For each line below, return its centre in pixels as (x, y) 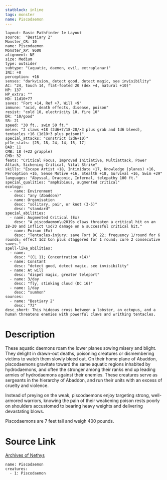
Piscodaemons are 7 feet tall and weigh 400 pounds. (60, 421)
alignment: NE (20, 55)
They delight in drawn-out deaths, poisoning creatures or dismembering (80, 354)
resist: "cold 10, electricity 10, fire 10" (52, 112)
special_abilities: (26, 213)
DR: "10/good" (20, 117)
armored (14, 401)
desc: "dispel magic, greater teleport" (57, 275)
